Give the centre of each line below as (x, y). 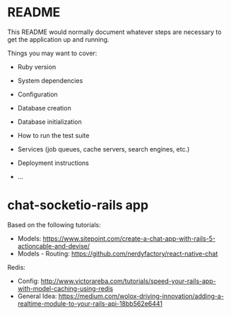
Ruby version (37, 67)
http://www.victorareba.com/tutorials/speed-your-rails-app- (129, 281)
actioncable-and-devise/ (54, 246)
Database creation (45, 108)
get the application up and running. (58, 39)
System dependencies (50, 80)
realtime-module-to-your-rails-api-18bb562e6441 (90, 303)
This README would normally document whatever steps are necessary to (114, 32)
